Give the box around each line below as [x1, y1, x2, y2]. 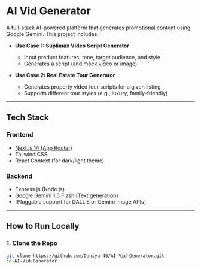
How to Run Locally [6, 221, 80, 231]
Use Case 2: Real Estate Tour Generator [14, 71, 115, 78]
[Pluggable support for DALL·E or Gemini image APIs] [14, 198, 147, 205]
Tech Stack [6, 113, 49, 123]
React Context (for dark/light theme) [14, 157, 105, 164]
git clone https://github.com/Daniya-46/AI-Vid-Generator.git [6, 253, 165, 259]
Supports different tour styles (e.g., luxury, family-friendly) [23, 89, 168, 96]
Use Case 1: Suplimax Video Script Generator [14, 42, 130, 49]
